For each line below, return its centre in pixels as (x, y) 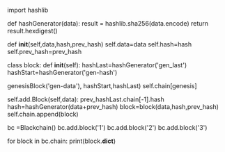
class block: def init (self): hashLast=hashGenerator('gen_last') (97, 65)
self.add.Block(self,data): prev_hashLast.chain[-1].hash (86, 99)
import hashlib (28, 10)
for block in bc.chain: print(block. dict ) (62, 141)
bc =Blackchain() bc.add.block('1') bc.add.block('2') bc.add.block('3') (107, 127)
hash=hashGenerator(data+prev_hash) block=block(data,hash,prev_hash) (113, 107)
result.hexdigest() (32, 31)
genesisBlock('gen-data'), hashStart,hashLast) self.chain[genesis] (102, 86)
